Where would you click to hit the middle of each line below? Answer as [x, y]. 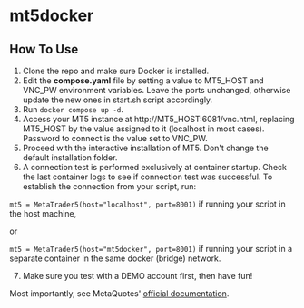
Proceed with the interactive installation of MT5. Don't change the [146, 148]
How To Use [44, 49]
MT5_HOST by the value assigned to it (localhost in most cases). [143, 129]
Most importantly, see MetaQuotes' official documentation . [119, 294]
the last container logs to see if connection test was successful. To [147, 177]
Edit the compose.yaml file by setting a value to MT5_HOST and [143, 81]
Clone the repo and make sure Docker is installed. [116, 71]
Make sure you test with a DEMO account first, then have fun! [137, 276]
